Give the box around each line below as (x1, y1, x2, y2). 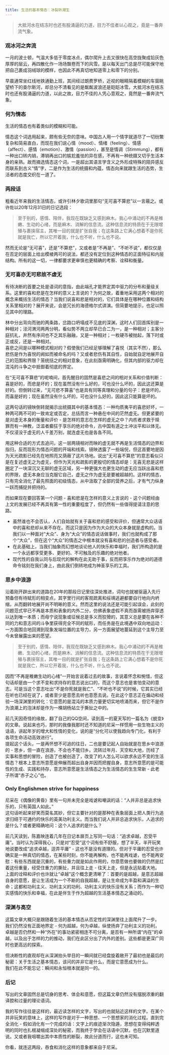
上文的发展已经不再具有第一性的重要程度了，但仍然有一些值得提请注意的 (5, 501, 155, 507)
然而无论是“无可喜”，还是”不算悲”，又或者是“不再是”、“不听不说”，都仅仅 (5, 244, 157, 250)
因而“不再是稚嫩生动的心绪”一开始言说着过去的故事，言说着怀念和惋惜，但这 (5, 673, 163, 679)
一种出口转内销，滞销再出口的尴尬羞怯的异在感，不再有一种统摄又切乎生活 (5, 152, 159, 159)
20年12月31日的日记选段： (18, 204, 73, 210)
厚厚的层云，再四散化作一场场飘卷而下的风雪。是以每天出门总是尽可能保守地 (5, 61, 164, 67)
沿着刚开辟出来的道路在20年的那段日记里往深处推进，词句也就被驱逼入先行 (5, 589, 161, 595)
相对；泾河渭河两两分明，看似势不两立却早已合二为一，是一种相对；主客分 (9, 326, 164, 332)
